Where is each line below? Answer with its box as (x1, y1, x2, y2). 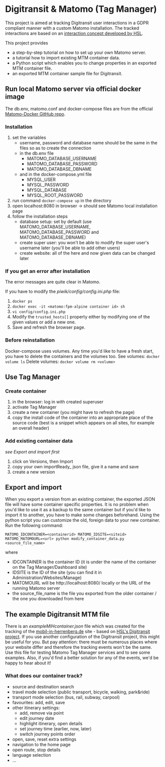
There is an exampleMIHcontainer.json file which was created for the (5, 623, 145, 629)
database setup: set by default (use (19, 219, 92, 225)
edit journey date (19, 715, 54, 721)
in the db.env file (19, 150, 54, 156)
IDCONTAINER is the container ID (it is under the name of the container (12, 559, 157, 565)
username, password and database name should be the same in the (19, 140, 158, 146)
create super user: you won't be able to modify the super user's (19, 240, 149, 246)
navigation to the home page (12, 741, 71, 747)
